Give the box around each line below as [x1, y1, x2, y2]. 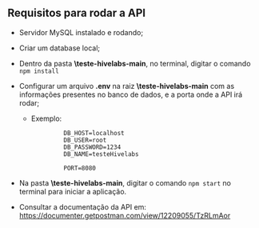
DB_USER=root [63, 136, 107, 144]
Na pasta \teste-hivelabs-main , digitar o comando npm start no [18, 178, 231, 187]
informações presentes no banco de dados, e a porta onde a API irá [18, 90, 243, 99]
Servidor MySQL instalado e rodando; [18, 27, 144, 37]
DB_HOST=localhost [63, 129, 125, 137]
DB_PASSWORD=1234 [63, 143, 122, 151]
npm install [18, 67, 59, 75]
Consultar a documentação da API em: [18, 202, 147, 211]
